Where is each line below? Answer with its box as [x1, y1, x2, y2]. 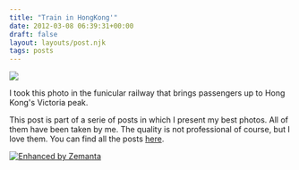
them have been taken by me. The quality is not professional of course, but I [9, 124, 291, 135]
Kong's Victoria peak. [9, 98, 89, 108]
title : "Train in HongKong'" [9, 13, 118, 22]
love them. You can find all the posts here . [9, 133, 165, 144]
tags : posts [9, 47, 54, 55]
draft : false [9, 30, 58, 38]
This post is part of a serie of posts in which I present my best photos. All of [9, 115, 289, 125]
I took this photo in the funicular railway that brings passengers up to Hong [9, 88, 286, 98]
